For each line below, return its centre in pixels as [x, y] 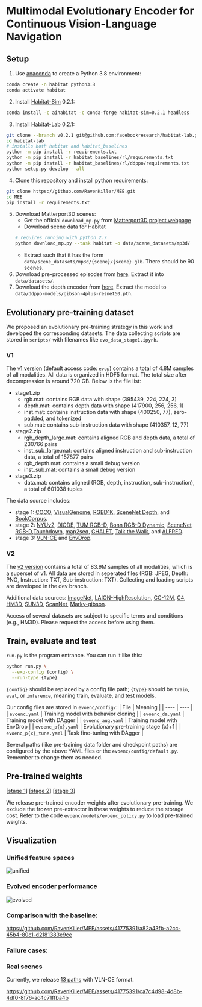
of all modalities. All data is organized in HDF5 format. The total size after [97, 375]
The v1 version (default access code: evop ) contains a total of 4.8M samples [100, 368]
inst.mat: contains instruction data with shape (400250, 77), [98, 412]
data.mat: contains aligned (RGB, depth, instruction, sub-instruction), [109, 483]
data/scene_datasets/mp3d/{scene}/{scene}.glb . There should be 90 [109, 262]
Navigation [34, 37]
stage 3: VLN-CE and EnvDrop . [53, 538]
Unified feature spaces [40, 858]
